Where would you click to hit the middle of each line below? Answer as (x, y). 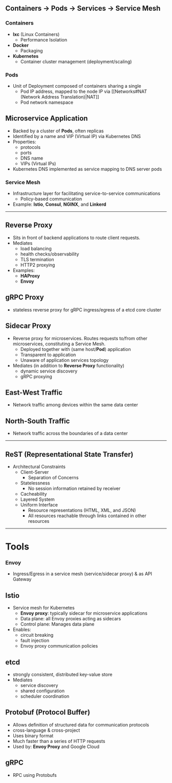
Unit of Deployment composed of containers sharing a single (77, 86)
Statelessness (35, 483)
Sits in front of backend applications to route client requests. (77, 238)
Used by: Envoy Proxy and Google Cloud (56, 747)
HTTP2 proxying (38, 265)
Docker (21, 45)
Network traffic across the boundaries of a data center (70, 434)
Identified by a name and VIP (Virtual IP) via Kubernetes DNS (77, 136)
